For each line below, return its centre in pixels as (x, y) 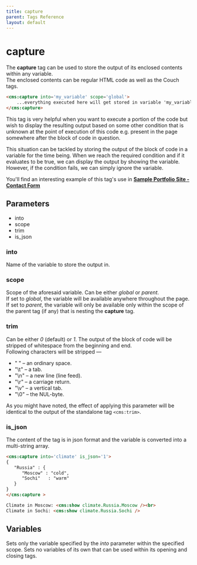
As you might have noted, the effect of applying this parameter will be (90, 406)
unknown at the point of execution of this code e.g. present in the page (92, 131)
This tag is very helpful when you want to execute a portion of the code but (97, 119)
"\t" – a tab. (28, 369)
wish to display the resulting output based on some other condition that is (95, 125)
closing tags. (21, 556)
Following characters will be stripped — (54, 352)
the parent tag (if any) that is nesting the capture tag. (70, 311)
